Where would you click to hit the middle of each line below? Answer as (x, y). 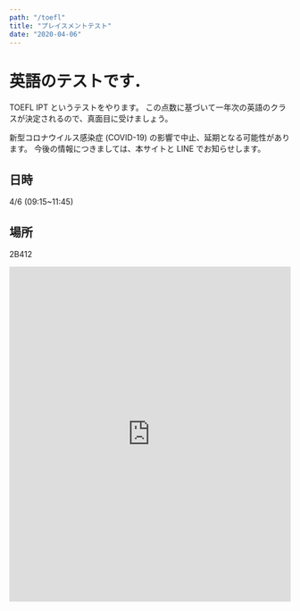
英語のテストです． (79, 81)
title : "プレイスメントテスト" (61, 26)
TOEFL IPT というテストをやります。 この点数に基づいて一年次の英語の (140, 107)
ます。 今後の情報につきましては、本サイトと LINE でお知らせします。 (137, 149)
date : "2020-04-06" (46, 34)
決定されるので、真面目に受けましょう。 (99, 119)
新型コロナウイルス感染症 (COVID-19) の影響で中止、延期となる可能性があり (150, 138)
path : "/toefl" (37, 17)
